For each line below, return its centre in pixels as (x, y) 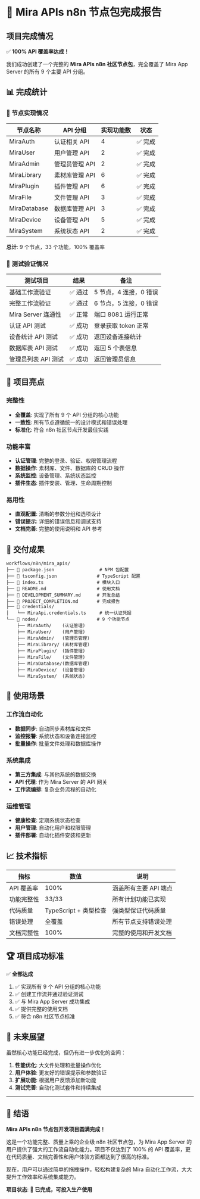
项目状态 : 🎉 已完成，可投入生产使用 (49, 1189)
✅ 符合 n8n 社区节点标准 (45, 1016)
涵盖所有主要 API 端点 (143, 888)
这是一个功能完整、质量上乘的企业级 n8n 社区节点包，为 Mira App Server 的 (99, 1142)
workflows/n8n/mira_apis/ (38, 563)
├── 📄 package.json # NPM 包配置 (68, 570)
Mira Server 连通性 (35, 314)
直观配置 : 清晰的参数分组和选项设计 (58, 514)
